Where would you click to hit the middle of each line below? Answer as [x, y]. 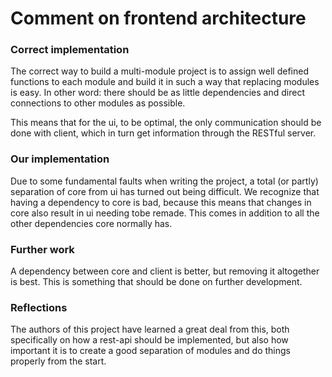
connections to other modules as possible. [98, 103]
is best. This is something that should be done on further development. [156, 282]
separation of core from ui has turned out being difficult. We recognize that [165, 191]
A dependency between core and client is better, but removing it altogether [165, 271]
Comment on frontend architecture [158, 18]
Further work [42, 249]
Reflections [39, 307]
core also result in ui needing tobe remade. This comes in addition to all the [165, 213]
